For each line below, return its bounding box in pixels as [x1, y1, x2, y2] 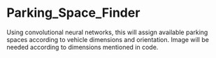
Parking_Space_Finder [6, 5, 141, 21]
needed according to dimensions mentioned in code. [6, 43, 159, 51]
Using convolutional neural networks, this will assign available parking [6, 28, 208, 36]
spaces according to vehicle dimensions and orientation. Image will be [6, 35, 209, 43]
